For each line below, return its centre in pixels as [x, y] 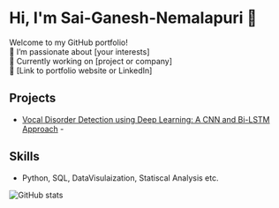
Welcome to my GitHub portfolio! [68, 42]
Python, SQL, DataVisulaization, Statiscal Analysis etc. [120, 178]
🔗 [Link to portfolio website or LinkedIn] [81, 71]
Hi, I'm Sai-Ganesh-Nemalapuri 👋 [133, 18]
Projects [33, 98]
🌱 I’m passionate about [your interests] [79, 51]
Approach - [43, 129]
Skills [24, 156]
